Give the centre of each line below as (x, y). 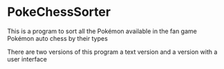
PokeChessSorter (59, 12)
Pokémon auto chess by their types (58, 38)
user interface (27, 59)
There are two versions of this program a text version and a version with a (112, 52)
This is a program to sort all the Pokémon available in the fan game (102, 31)
